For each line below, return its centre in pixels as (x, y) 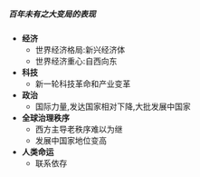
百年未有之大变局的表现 (52, 14)
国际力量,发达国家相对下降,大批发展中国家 (113, 106)
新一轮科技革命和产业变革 (83, 84)
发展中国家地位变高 (71, 140)
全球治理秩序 (45, 117)
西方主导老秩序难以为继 (79, 129)
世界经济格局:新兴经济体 (80, 49)
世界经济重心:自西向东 (76, 61)
